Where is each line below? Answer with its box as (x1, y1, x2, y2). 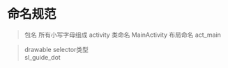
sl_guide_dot (24, 53, 61, 61)
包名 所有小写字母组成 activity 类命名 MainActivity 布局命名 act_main (24, 31, 222, 39)
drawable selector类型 (24, 45, 89, 53)
